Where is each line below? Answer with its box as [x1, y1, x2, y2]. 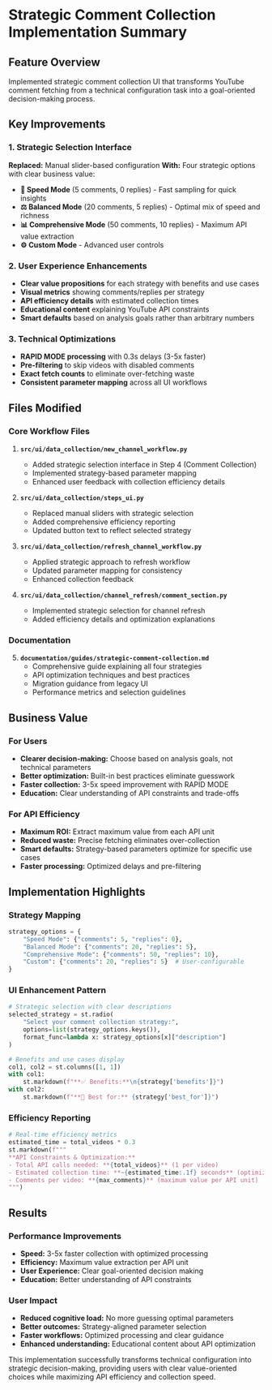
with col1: [8, 1070, 45, 1078]
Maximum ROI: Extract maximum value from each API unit [19, 827, 215, 837]
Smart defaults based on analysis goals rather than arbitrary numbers [19, 312, 255, 322]
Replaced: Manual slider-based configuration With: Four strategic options [8, 160, 256, 170]
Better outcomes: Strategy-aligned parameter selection [19, 1322, 206, 1332]
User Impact [8, 1294, 58, 1306]
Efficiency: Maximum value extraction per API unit [19, 1257, 189, 1267]
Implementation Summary [8, 23, 188, 41]
